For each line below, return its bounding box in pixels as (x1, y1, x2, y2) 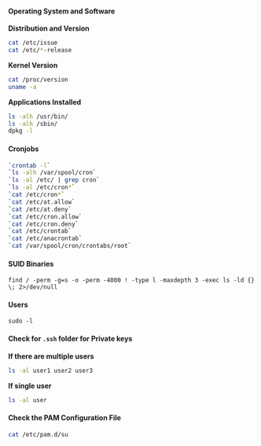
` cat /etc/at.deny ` (8, 205, 72, 213)
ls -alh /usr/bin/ (8, 112, 68, 120)
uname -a (8, 83, 37, 90)
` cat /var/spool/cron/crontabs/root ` (8, 242, 132, 250)
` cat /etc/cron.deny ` (8, 220, 79, 228)
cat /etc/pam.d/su (8, 430, 68, 438)
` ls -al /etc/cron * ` (8, 183, 76, 192)
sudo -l (8, 317, 34, 326)
